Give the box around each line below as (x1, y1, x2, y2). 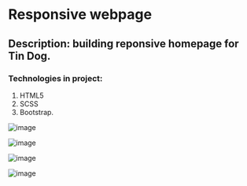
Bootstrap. (19, 107, 53, 117)
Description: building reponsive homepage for (8, 37, 239, 50)
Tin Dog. (8, 49, 51, 62)
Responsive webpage (8, 6, 152, 24)
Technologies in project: (8, 73, 103, 84)
